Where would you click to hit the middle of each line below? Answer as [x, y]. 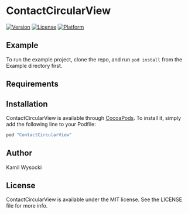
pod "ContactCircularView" [39, 135]
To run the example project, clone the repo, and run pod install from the [94, 59]
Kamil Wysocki [24, 167]
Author [19, 153]
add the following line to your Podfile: [51, 124]
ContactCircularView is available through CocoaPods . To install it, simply [94, 118]
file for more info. [27, 206]
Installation [27, 104]
